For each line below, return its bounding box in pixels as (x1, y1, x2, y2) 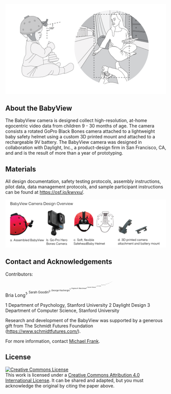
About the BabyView (5, 104, 72, 112)
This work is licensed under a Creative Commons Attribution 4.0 (5, 372, 140, 378)
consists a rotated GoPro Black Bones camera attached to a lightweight (5, 128, 155, 134)
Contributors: (5, 271, 33, 277)
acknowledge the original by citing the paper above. (5, 382, 115, 389)
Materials (5, 165, 36, 174)
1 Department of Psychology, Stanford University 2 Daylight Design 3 (5, 302, 151, 308)
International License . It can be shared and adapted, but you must (5, 377, 144, 383)
